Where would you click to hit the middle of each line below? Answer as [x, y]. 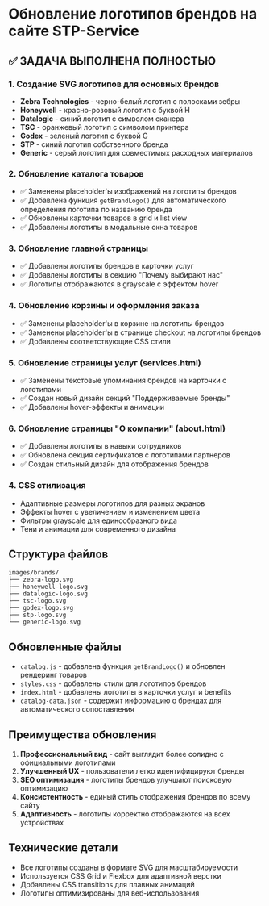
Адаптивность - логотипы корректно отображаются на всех [125, 814]
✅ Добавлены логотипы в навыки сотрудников [101, 446]
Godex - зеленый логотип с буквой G [84, 136]
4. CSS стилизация [47, 486]
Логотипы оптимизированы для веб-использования [110, 893]
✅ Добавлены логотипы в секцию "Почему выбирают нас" [122, 275]
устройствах [42, 823]
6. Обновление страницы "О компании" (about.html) [117, 428]
